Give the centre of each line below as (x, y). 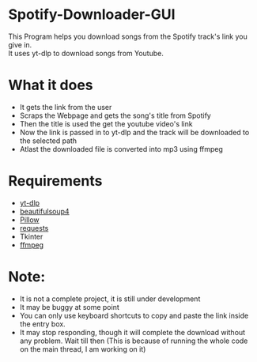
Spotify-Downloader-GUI (92, 15)
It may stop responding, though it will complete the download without (132, 332)
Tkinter (31, 236)
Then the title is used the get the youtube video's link (106, 123)
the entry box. (42, 324)
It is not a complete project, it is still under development (110, 299)
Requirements (55, 181)
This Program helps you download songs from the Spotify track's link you (128, 36)
